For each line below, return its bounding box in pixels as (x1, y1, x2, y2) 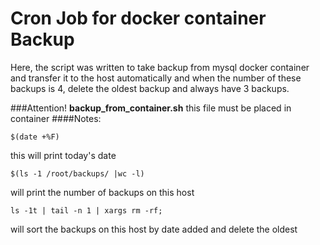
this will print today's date (10, 149, 117, 161)
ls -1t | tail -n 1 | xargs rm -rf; (10, 205, 163, 216)
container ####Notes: (10, 112, 102, 124)
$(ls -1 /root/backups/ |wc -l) (10, 168, 145, 179)
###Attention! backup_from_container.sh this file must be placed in (10, 102, 292, 114)
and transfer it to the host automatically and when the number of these (10, 72, 302, 84)
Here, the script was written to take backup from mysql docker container (10, 61, 310, 73)
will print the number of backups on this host (10, 186, 195, 198)
